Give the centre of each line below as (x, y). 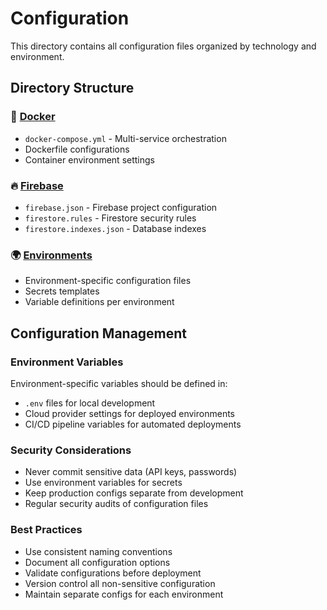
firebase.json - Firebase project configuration (121, 207)
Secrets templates (62, 291)
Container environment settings (89, 159)
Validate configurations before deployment (113, 573)
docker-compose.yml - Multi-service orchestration (125, 138)
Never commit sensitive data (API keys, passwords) (131, 472)
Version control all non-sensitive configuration (120, 583)
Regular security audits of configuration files (116, 504)
